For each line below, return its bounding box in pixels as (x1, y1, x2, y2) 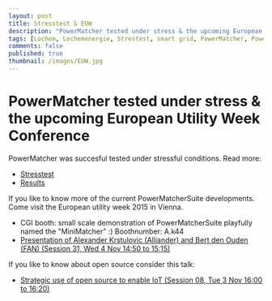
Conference (8, 127, 91, 145)
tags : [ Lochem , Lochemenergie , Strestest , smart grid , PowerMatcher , (8, 34, 249, 43)
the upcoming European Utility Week (8, 110, 261, 128)
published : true (8, 49, 63, 58)
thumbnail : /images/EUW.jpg (8, 58, 104, 66)
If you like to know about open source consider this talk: (8, 259, 196, 269)
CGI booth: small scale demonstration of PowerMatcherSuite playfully (19, 217, 253, 227)
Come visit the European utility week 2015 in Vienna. (8, 202, 184, 212)
